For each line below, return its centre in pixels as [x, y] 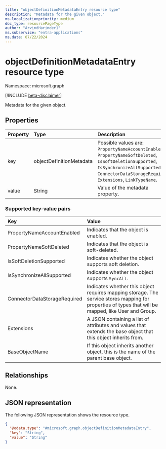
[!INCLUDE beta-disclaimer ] [33, 95]
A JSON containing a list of [118, 319]
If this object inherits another [120, 345]
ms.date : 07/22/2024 [26, 37]
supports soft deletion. [113, 264]
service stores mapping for [118, 299]
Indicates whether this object [121, 286]
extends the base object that [120, 331]
